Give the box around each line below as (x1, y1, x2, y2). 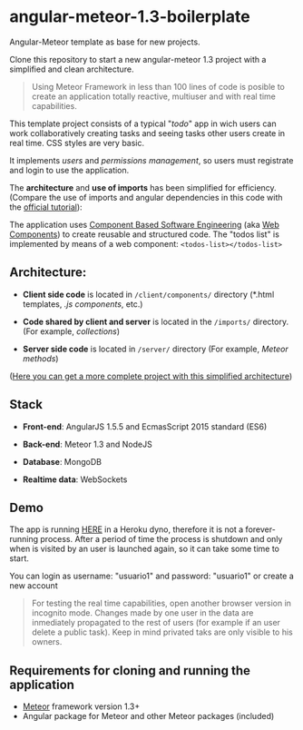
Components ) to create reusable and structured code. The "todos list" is (9, 229, 279, 240)
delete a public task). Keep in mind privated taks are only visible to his (31, 626, 293, 637)
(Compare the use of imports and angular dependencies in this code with (9, 192, 283, 202)
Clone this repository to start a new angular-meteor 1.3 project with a (9, 54, 267, 64)
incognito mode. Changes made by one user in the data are (31, 607, 254, 618)
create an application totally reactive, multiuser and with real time (31, 91, 277, 102)
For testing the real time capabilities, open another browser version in (31, 597, 292, 609)
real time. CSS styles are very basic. (9, 137, 145, 148)
